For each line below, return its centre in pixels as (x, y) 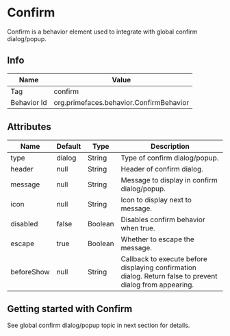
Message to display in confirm (169, 180)
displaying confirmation (159, 267)
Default (69, 146)
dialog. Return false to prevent (169, 276)
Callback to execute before (164, 259)
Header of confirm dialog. (162, 169)
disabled (24, 224)
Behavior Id (29, 102)
